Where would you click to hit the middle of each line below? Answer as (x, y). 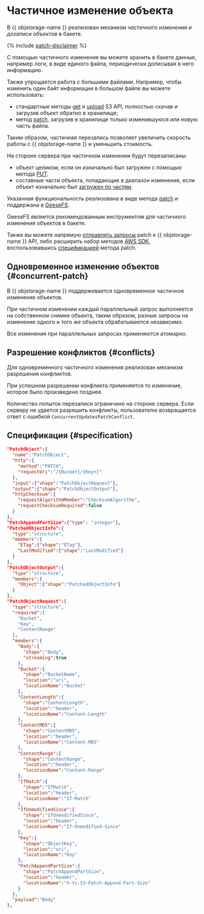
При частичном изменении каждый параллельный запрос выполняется (100, 309)
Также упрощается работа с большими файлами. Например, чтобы (94, 82)
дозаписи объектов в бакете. (44, 33)
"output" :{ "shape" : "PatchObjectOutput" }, (65, 489)
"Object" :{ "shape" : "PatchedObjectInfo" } (69, 584)
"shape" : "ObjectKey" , (50, 843)
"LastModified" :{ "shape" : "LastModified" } (71, 551)
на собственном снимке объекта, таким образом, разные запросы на (97, 315)
